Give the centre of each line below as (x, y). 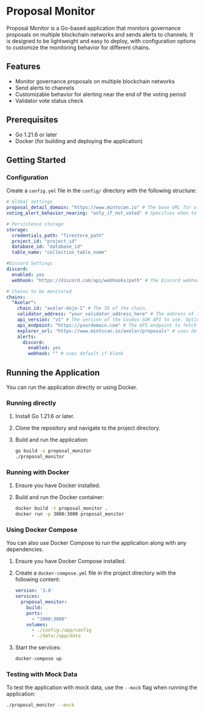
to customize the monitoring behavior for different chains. (78, 47)
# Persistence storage (35, 224)
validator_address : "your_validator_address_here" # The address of (106, 314)
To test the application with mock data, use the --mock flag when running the (102, 688)
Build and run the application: (52, 440)
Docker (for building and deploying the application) (79, 141)
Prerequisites (32, 120)
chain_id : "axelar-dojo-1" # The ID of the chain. (83, 309)
